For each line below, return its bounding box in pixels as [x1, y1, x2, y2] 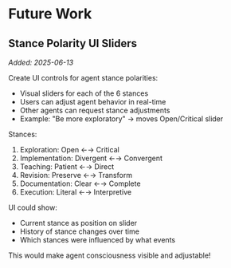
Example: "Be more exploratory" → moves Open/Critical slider [19, 114, 224, 124]
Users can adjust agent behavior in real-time [19, 97, 166, 106]
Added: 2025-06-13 [8, 57, 74, 67]
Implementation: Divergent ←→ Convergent [19, 153, 163, 163]
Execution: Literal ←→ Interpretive [19, 187, 132, 196]
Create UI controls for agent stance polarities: [8, 73, 159, 82]
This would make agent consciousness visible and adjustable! [8, 250, 211, 260]
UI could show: [8, 203, 57, 212]
